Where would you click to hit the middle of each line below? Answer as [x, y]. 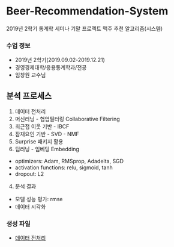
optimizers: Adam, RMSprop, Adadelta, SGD [69, 161]
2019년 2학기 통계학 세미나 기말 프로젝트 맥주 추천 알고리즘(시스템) [85, 28]
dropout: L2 [29, 174]
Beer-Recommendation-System [87, 11]
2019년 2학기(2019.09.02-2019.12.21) [60, 60]
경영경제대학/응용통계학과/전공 [51, 67]
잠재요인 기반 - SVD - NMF [47, 134]
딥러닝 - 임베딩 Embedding [47, 149]
